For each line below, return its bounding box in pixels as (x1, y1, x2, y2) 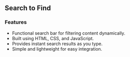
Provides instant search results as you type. (12, 41, 103, 47)
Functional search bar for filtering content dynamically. (12, 30, 125, 36)
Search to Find (5, 4, 51, 12)
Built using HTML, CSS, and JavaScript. (12, 35, 94, 41)
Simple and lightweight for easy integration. (12, 46, 102, 52)
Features (5, 19, 27, 26)
